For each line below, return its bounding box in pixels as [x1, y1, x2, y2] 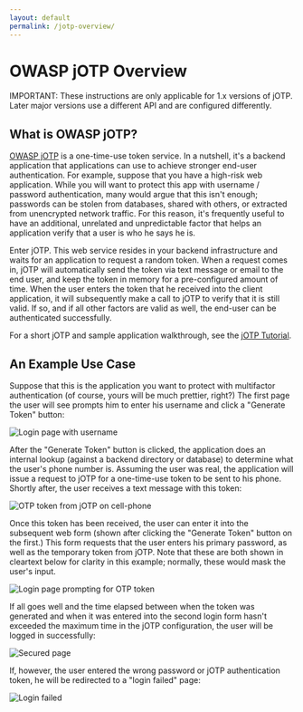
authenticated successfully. [9, 313, 112, 323]
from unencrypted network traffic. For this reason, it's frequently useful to [9, 208, 285, 219]
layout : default [9, 13, 71, 23]
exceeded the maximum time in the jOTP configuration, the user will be [9, 621, 274, 631]
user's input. [9, 566, 56, 577]
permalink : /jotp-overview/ [9, 22, 116, 31]
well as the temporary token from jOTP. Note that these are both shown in [9, 547, 284, 558]
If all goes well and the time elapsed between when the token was [9, 601, 255, 612]
